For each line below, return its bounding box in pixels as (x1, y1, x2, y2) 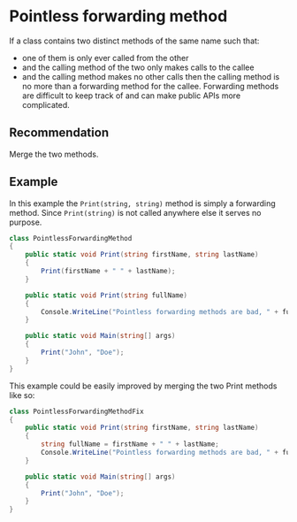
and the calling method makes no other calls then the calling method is (21, 71, 280, 81)
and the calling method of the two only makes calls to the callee (21, 62, 255, 73)
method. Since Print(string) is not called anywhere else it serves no (9, 207, 262, 218)
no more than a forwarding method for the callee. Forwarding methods (21, 81, 279, 91)
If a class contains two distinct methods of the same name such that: (9, 35, 260, 46)
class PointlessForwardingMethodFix (9, 407, 144, 416)
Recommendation (9, 126, 109, 141)
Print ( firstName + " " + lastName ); (41, 267, 176, 276)
